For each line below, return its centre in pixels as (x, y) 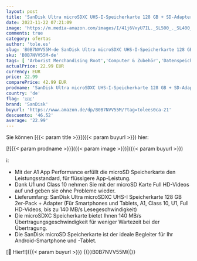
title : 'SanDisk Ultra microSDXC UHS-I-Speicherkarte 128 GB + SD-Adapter (99, 17)
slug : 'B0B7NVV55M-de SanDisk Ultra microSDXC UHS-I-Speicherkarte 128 (95, 50)
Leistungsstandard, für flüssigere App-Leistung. (72, 178)
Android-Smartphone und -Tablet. (55, 240)
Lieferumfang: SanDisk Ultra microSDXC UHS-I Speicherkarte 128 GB (98, 197)
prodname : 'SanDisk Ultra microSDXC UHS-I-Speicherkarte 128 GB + (89, 88)
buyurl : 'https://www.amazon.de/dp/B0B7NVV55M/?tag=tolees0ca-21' (89, 110)
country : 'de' (23, 93)
